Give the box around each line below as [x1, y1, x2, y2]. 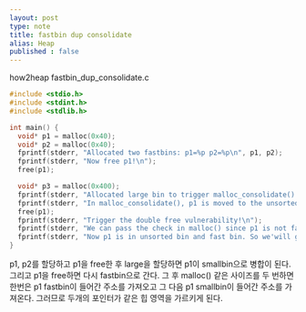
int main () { [9, 123, 59, 132]
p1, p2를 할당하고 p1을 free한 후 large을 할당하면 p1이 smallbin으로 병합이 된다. [9, 258, 291, 269]
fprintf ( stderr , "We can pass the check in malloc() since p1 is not [17, 224, 287, 233]
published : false [9, 47, 79, 56]
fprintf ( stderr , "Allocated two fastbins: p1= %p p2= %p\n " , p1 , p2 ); [17, 148, 283, 157]
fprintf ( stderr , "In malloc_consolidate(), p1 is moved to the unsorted [17, 198, 300, 207]
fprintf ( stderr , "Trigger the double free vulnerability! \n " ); [17, 216, 262, 225]
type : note [9, 22, 51, 31]
